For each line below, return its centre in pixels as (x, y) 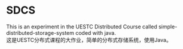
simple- (168, 27)
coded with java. (96, 32)
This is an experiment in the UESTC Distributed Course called (82, 27)
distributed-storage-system (40, 32)
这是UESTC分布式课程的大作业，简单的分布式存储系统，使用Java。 (89, 40)
